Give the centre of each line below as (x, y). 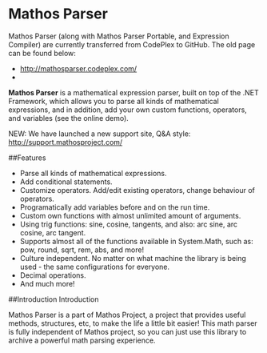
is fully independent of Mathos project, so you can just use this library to (128, 331)
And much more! (47, 283)
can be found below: (42, 53)
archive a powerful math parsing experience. (82, 340)
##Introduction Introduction (54, 299)
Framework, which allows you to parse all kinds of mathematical (114, 101)
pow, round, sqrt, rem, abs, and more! (82, 250)
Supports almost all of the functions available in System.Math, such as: (136, 241)
